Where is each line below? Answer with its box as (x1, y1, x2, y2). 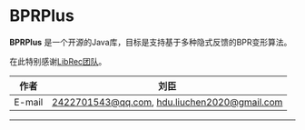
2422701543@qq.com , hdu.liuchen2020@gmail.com (51, 95, 283, 108)
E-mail (14, 95, 44, 108)
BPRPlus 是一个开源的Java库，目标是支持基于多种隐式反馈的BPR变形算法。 (9, 36, 292, 47)
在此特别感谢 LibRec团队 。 (9, 55, 107, 66)
